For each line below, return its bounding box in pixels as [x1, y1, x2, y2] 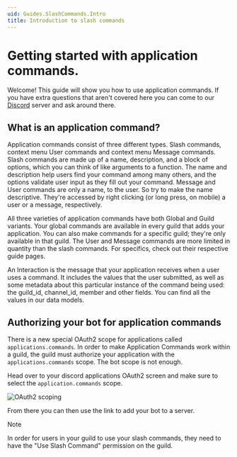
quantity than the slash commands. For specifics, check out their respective [7, 244, 229, 253]
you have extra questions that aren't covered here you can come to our [7, 94, 214, 102]
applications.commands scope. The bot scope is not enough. [7, 358, 183, 366]
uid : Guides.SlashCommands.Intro [7, 10, 106, 18]
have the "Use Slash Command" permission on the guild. [7, 441, 173, 450]
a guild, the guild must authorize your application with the [7, 350, 175, 359]
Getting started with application [7, 47, 198, 64]
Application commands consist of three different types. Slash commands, [7, 140, 221, 149]
